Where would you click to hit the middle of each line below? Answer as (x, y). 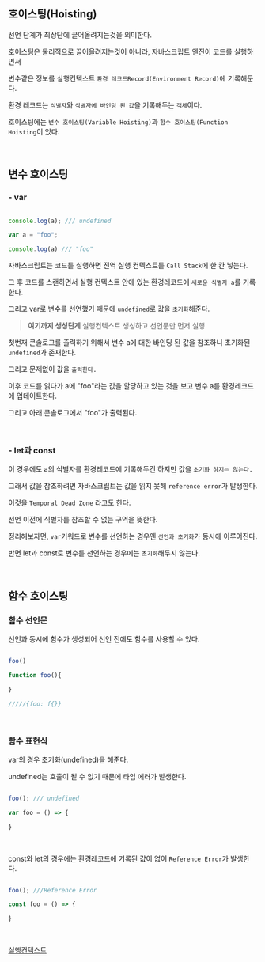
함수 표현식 (28, 740)
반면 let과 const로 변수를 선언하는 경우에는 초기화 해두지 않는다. (104, 553)
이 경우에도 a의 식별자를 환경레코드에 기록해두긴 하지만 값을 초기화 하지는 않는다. (131, 469)
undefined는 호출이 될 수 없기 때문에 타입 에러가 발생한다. (97, 776)
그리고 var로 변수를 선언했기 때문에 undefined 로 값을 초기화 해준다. (109, 309)
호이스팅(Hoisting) (53, 14)
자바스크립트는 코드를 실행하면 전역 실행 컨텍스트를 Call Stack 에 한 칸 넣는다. (128, 265)
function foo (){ (35, 675)
